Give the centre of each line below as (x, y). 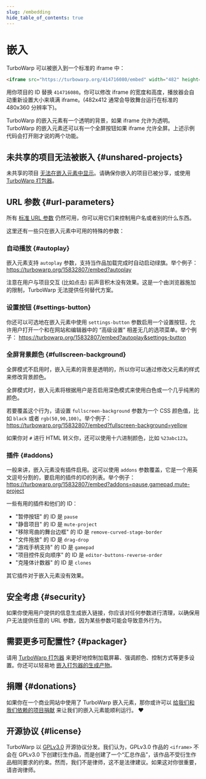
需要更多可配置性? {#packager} (67, 642)
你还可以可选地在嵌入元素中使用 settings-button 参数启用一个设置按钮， (98, 322)
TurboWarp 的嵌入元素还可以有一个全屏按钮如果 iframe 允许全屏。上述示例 (101, 128)
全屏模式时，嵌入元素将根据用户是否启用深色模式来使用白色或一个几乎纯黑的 (103, 389)
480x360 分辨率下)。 (33, 107)
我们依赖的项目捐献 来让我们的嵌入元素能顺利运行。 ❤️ (75, 710)
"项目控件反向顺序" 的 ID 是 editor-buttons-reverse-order (89, 555)
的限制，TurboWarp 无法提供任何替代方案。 (61, 290)
